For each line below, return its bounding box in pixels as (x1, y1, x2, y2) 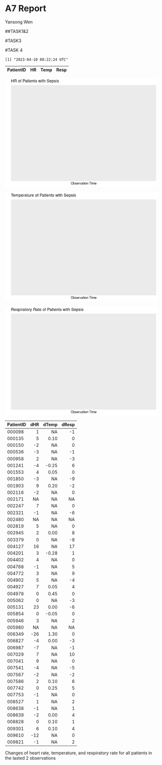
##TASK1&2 (5, 28, 29, 34)
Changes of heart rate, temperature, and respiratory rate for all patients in (5, 750, 152, 756)
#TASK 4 (5, 47, 23, 53)
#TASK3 (5, 37, 22, 44)
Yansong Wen (5, 19, 33, 25)
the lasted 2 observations (5, 755, 56, 761)
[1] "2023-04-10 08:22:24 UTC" (5, 57, 68, 62)
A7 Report (5, 3, 47, 14)
